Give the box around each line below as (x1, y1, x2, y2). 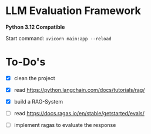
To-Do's (5, 56, 46, 68)
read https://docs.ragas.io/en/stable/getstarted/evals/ (14, 110, 145, 117)
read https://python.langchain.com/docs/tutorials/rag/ (14, 86, 145, 93)
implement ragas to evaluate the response (14, 122, 116, 129)
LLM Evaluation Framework (5, 4, 142, 18)
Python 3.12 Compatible (5, 23, 65, 30)
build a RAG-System (14, 98, 63, 105)
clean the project (14, 74, 55, 81)
